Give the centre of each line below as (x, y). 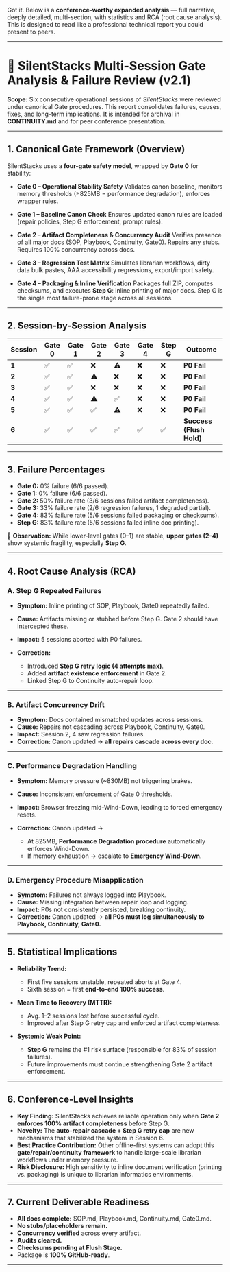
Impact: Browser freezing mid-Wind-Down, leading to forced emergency (119, 807)
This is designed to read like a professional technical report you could (105, 24)
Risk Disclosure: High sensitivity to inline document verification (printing (119, 1167)
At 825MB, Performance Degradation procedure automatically (116, 841)
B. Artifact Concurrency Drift (56, 704)
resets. (27, 815)
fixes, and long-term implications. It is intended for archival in (93, 114)
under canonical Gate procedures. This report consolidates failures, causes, (114, 106)
